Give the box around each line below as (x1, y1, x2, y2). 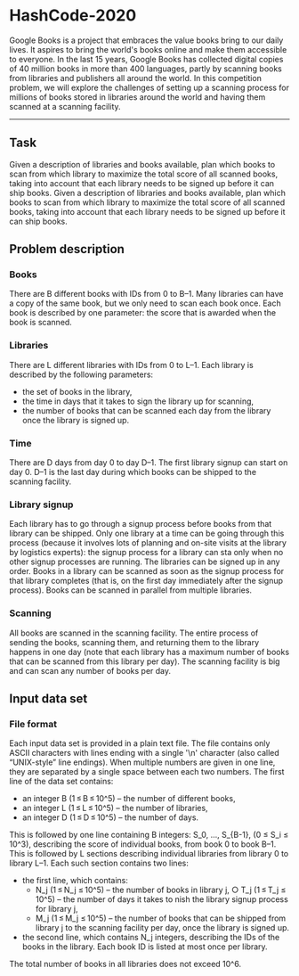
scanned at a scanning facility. (9, 101, 122, 111)
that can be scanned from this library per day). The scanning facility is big (9, 656, 280, 667)
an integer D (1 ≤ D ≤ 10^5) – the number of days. (21, 812, 198, 823)
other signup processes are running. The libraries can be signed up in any (9, 556, 280, 567)
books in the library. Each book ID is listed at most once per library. (21, 941, 269, 952)
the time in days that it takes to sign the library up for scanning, (21, 396, 255, 406)
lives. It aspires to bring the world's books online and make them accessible (9, 44, 287, 54)
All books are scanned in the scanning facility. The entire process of (9, 627, 259, 638)
